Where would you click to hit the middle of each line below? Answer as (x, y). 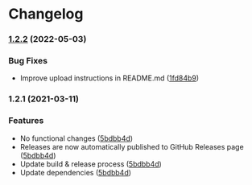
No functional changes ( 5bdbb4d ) (76, 138)
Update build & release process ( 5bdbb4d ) (91, 164)
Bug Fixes (28, 61)
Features (26, 121)
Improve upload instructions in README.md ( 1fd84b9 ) (109, 78)
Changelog (46, 14)
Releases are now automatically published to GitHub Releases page (132, 146)
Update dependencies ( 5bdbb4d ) (75, 172)
